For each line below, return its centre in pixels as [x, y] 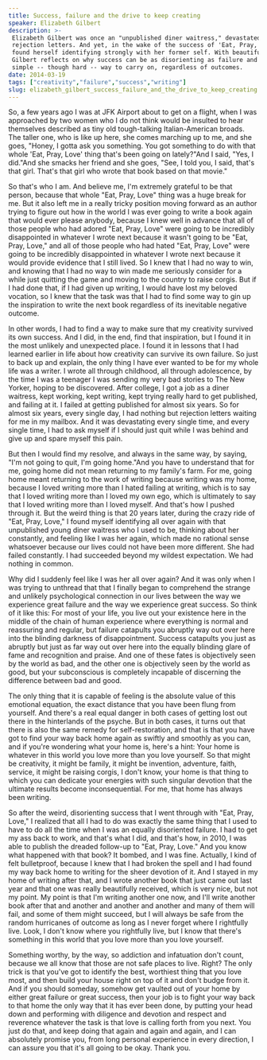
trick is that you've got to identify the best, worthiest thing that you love [125, 972]
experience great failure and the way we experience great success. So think [133, 604]
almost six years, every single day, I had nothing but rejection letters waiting [132, 414]
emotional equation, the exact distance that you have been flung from [122, 705]
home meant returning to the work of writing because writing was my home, [133, 480]
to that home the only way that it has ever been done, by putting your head [130, 1006]
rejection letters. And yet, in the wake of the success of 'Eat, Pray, [135, 45]
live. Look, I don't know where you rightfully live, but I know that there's [125, 931]
